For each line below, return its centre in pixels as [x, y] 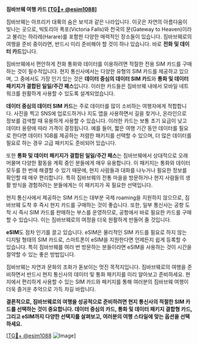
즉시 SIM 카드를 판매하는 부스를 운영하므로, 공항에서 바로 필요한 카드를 [100, 212]
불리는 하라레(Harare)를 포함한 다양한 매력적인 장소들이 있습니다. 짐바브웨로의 [102, 37]
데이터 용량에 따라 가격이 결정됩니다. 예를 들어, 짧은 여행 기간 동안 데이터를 [92, 128]
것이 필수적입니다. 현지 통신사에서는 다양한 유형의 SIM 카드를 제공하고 [98, 71]
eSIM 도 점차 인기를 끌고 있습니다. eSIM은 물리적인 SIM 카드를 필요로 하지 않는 [97, 232]
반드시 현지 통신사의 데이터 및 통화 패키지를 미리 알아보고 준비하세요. [105, 274]
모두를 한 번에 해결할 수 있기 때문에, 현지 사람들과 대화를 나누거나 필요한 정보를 [97, 170]
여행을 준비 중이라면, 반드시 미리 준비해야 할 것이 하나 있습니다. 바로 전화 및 [92, 44]
